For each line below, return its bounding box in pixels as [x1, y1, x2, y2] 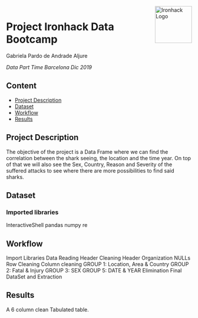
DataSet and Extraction [6, 273, 62, 280]
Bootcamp [6, 33, 58, 46]
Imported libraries [6, 208, 59, 216]
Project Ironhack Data [6, 20, 115, 34]
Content [6, 81, 37, 91]
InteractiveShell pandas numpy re [6, 222, 88, 229]
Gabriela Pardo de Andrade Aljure [6, 52, 88, 59]
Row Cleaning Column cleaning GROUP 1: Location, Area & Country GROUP [6, 261, 189, 268]
